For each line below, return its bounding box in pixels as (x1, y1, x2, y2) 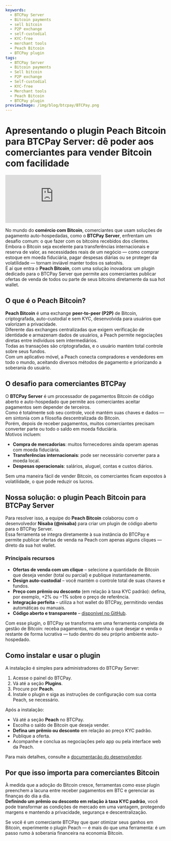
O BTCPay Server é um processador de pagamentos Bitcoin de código (5, 393, 154, 399)
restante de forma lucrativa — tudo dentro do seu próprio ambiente (5, 631, 146, 637)
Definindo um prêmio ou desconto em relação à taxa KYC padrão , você (5, 798, 158, 805)
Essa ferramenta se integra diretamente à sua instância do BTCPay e (5, 531, 150, 537)
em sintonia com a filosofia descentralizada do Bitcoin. (5, 415, 120, 421)
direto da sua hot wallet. (5, 542, 56, 548)
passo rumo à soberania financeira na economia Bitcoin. (5, 830, 124, 836)
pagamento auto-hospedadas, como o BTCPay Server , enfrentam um (5, 233, 152, 239)
